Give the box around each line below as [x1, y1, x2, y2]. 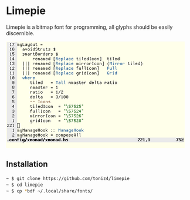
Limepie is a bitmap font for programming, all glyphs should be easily [6, 23, 173, 30]
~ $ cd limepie [6, 182, 43, 188]
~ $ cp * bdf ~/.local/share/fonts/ [6, 188, 93, 194]
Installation [6, 160, 48, 170]
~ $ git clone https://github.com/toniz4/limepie [6, 175, 130, 181]
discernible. [6, 29, 35, 36]
